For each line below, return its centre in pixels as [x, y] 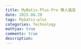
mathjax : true [21, 29]
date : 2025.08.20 [24, 15]
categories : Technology [31, 24]
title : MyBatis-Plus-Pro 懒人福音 [40, 10]
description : [19, 39]
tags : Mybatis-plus [26, 19]
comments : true [22, 34]
